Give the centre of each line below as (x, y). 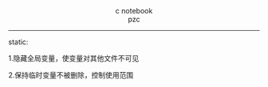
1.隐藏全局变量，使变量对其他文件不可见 (74, 58)
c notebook (134, 11)
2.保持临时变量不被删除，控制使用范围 (71, 75)
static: (18, 42)
